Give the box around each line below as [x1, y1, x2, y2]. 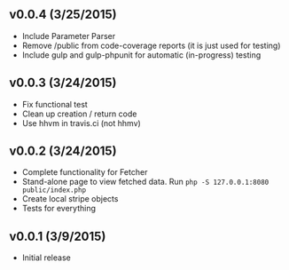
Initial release [21, 252, 71, 263]
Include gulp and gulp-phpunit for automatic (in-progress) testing [21, 49, 262, 60]
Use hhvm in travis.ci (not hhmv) [21, 117, 142, 128]
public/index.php [21, 186, 87, 195]
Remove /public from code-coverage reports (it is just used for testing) [21, 40, 281, 51]
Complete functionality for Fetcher [21, 167, 148, 178]
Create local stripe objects [21, 194, 119, 204]
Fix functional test [21, 99, 89, 109]
